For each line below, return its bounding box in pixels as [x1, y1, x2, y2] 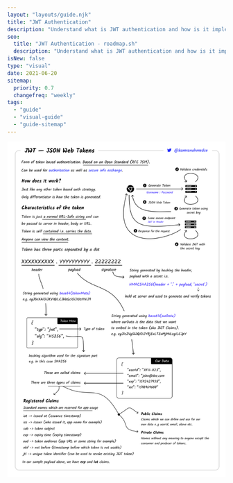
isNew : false [7, 56, 45, 62]
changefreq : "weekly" [13, 92, 76, 99]
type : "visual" [7, 62, 51, 69]
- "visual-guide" [13, 114, 64, 121]
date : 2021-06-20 [7, 69, 58, 76]
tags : [7, 99, 23, 106]
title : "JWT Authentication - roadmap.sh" [13, 40, 138, 48]
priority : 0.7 [13, 84, 54, 92]
